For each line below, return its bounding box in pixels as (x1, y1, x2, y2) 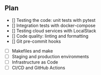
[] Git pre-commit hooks (11, 38, 61, 44)
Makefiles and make (11, 48, 53, 54)
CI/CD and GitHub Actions (11, 65, 65, 71)
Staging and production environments (11, 53, 89, 59)
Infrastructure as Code (11, 59, 58, 65)
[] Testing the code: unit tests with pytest (11, 17, 96, 23)
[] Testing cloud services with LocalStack (11, 27, 97, 34)
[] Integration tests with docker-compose (11, 22, 96, 28)
